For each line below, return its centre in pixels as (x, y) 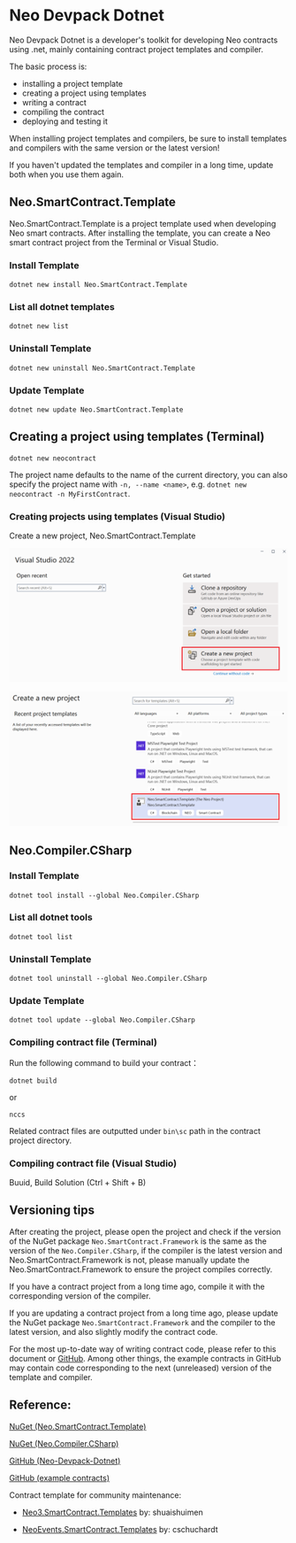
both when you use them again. (67, 174)
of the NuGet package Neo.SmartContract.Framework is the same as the (138, 1241)
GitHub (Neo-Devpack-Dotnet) (65, 1461)
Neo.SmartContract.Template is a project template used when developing (143, 223)
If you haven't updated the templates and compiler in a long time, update (141, 165)
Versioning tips (52, 1211)
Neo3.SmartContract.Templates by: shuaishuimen (112, 1512)
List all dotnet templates (62, 306)
